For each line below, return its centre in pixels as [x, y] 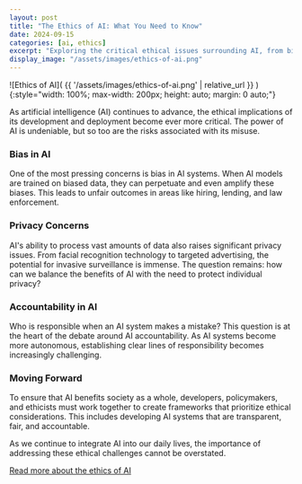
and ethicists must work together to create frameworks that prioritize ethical [150, 407]
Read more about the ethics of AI [71, 471]
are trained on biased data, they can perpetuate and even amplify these [142, 183]
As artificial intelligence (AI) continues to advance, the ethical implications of [151, 112]
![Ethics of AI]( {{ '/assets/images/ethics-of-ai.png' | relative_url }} [132, 85]
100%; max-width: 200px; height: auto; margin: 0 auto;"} [171, 94]
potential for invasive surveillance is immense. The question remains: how [146, 264]
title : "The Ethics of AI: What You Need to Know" [106, 26]
